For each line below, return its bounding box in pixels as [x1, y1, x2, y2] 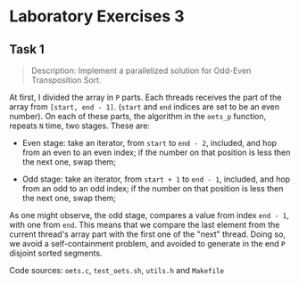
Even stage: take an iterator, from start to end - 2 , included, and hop [21, 138, 278, 148]
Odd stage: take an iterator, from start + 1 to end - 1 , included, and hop [21, 174, 291, 184]
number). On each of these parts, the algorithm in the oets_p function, [9, 111, 266, 121]
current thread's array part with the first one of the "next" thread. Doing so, [9, 229, 286, 239]
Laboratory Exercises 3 [9, 6, 185, 27]
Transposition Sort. [30, 75, 102, 85]
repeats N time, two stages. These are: [9, 120, 150, 131]
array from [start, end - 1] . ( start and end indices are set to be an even [9, 101, 279, 112]
